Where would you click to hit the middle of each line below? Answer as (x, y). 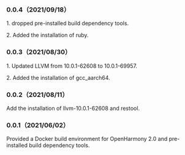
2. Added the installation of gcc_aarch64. (58, 77)
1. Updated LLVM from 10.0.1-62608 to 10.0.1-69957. (72, 66)
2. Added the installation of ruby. (47, 35)
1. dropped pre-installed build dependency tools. (68, 23)
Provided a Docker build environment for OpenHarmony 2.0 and (87, 139)
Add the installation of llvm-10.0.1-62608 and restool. (73, 108)
